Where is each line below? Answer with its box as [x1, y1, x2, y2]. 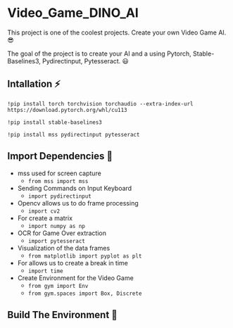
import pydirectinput [27, 192, 92, 200]
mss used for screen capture [17, 169, 102, 177]
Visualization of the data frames [17, 244, 111, 252]
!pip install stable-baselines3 [7, 118, 102, 126]
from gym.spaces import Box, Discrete [27, 290, 142, 297]
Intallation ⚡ [7, 78, 61, 90]
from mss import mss [27, 177, 89, 184]
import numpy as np [27, 222, 86, 229]
